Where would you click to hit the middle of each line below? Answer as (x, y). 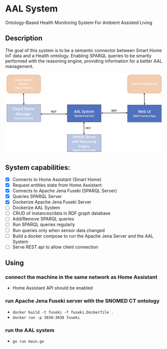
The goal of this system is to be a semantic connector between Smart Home (83, 50)
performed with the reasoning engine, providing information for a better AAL (84, 61)
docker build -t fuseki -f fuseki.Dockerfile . (63, 312)
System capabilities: (38, 167)
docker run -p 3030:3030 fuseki (46, 317)
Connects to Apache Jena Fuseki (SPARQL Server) (65, 191)
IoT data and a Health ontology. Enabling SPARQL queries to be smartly (78, 55)
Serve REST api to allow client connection (55, 247)
